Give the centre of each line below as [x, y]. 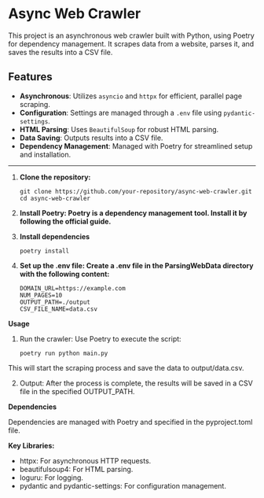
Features [30, 77]
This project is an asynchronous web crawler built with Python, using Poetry [132, 35]
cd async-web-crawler [55, 198]
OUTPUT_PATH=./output [55, 302]
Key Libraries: [31, 445]
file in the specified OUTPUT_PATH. [77, 391]
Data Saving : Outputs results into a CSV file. [91, 138]
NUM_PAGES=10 [41, 295]
